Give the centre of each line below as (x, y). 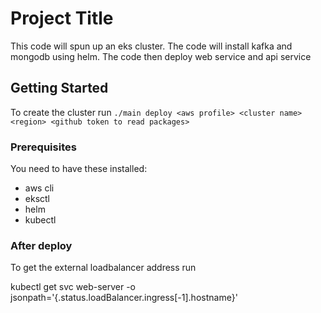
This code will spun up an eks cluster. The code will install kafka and (151, 46)
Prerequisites (43, 147)
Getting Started (59, 88)
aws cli (39, 188)
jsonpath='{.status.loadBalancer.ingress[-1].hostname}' (124, 298)
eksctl (37, 199)
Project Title (62, 18)
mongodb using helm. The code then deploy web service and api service (161, 56)
